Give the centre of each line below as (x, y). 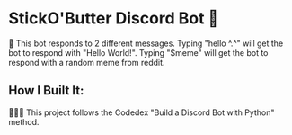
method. (24, 121)
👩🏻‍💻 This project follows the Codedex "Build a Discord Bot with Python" (142, 112)
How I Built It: (46, 90)
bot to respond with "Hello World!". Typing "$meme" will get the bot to (138, 52)
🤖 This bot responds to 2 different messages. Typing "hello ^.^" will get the (146, 43)
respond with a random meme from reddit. (87, 62)
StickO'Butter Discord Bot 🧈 (114, 18)
